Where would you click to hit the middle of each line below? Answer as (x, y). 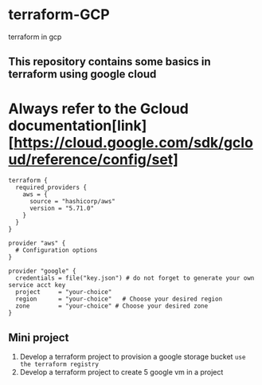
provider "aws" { (37, 244)
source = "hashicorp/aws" (72, 202)
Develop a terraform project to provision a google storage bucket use (133, 357)
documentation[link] (78, 126)
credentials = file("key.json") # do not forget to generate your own (135, 278)
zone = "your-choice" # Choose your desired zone (112, 306)
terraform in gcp (35, 37)
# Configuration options (57, 250)
